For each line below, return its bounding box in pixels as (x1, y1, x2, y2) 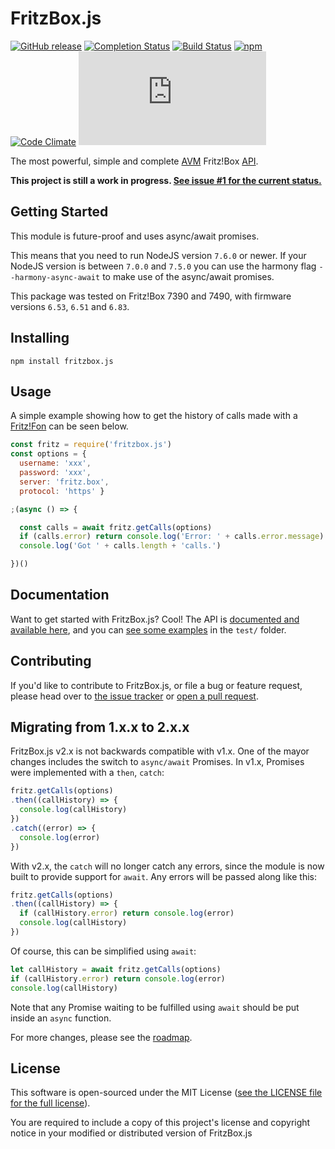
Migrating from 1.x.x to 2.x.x (10, 719, 190, 736)
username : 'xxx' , (19, 458, 92, 469)
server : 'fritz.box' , (19, 477, 110, 487)
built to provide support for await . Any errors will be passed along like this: (10, 870, 317, 882)
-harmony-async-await (10, 272, 101, 282)
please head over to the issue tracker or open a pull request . (10, 690, 259, 702)
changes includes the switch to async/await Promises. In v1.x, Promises (10, 756, 305, 768)
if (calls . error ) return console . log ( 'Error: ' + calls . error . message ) (19, 532, 325, 542)
